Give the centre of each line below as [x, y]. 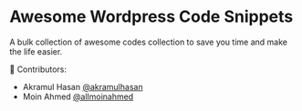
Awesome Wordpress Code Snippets [151, 17]
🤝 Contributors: [38, 69]
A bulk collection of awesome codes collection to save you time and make [148, 42]
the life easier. [36, 51]
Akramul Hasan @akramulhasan [83, 86]
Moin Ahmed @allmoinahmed [78, 96]
